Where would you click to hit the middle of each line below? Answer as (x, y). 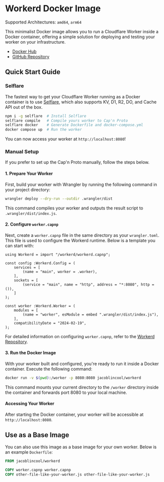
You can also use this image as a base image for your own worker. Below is (81, 447)
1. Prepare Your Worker (29, 174)
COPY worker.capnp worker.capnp (38, 470)
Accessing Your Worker (30, 404)
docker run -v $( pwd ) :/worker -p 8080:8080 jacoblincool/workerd (73, 378)
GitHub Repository (31, 56)
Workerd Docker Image (53, 9)
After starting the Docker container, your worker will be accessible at (74, 414)
